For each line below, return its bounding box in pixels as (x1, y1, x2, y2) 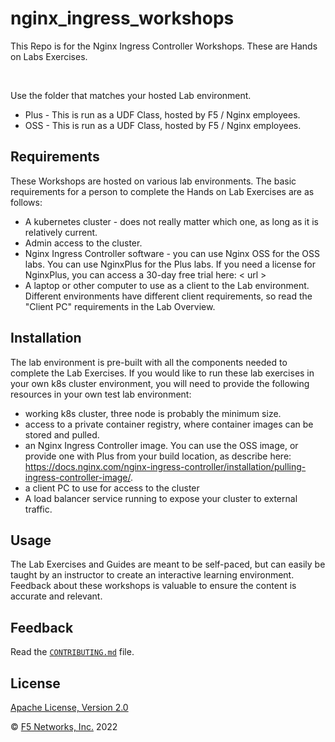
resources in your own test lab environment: (10, 388, 192, 400)
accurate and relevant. (10, 590, 103, 602)
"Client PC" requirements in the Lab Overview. (24, 300, 216, 312)
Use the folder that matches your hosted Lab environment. (10, 89, 252, 101)
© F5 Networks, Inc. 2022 (10, 721, 118, 732)
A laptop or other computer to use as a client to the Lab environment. (24, 279, 310, 291)
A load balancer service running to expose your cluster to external (24, 492, 298, 504)
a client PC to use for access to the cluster (24, 482, 200, 494)
